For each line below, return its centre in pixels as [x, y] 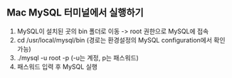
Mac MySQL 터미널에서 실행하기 [75, 13]
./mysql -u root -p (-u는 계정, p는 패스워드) [78, 57]
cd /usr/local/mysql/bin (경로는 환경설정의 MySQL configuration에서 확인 [121, 40]
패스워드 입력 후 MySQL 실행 [57, 67]
